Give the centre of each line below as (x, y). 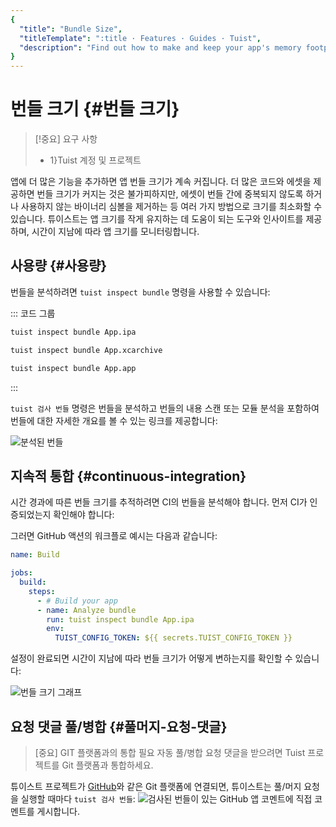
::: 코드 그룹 (33, 313)
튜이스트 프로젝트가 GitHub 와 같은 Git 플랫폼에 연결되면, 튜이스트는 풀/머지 (156, 786)
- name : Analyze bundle (86, 610)
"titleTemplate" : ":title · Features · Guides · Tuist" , (140, 38)
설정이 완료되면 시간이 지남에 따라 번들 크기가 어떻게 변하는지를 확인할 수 (151, 658)
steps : (42, 591)
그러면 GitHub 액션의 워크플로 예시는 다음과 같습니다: (114, 536)
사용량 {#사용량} (59, 266)
